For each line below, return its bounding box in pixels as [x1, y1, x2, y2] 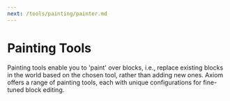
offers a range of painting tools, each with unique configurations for [7, 78, 202, 86]
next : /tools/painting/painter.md [7, 10, 108, 17]
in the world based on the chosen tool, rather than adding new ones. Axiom [7, 70, 224, 79]
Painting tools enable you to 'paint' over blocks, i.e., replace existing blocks [7, 63, 224, 72]
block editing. [25, 85, 65, 94]
